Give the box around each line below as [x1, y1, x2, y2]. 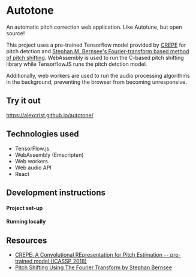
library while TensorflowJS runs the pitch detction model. [6, 60, 147, 68]
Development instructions [6, 187, 106, 197]
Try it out [6, 96, 41, 106]
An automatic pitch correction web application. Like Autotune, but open [6, 23, 182, 31]
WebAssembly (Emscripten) [14, 151, 84, 159]
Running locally [6, 218, 46, 225]
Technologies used [6, 129, 79, 139]
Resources [6, 235, 47, 245]
